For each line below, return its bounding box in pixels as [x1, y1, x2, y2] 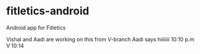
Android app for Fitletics [6, 24, 66, 31]
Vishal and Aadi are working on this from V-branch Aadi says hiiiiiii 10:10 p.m [6, 35, 195, 43]
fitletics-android [6, 4, 90, 18]
